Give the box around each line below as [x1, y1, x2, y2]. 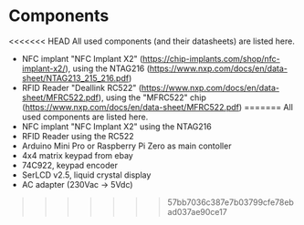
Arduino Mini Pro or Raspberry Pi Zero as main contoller [21, 140, 232, 151]
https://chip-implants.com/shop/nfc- [142, 53, 280, 64]
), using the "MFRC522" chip [98, 92, 206, 103]
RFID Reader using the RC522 [21, 130, 134, 141]
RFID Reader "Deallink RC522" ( [21, 82, 142, 93]
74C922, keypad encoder [21, 159, 118, 170]
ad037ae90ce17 [167, 206, 227, 217]
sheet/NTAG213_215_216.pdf [21, 72, 130, 83]
